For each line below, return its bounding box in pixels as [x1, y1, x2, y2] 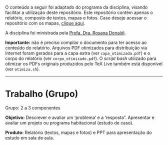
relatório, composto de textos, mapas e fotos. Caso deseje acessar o [5, 15, 147, 20]
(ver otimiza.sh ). [5, 66, 40, 72]
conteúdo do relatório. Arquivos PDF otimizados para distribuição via [5, 45, 147, 50]
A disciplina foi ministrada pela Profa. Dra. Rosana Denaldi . [5, 30, 126, 35]
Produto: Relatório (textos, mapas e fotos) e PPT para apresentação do [5, 129, 152, 135]
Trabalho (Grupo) [5, 88, 78, 99]
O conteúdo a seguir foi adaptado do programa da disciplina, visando [5, 4, 148, 10]
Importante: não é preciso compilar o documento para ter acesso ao [5, 39, 147, 45]
